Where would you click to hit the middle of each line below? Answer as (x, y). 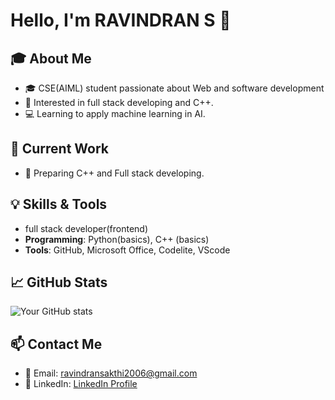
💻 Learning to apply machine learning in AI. (115, 113)
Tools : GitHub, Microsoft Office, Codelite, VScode (127, 250)
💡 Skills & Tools (59, 204)
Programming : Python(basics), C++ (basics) (117, 239)
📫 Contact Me (56, 344)
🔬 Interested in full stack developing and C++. (119, 102)
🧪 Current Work (60, 149)
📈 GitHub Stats (59, 282)
